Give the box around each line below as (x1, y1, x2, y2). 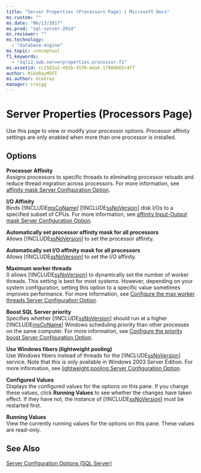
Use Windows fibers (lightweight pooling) (6, 345, 112, 352)
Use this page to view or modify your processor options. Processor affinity (6, 127, 190, 134)
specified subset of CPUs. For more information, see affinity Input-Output (6, 210, 187, 218)
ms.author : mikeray (6, 76, 55, 82)
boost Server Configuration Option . (6, 334, 93, 341)
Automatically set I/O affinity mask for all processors (6, 246, 141, 254)
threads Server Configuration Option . (6, 296, 98, 304)
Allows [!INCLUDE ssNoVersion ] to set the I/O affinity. (6, 253, 136, 260)
